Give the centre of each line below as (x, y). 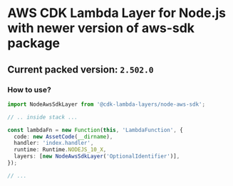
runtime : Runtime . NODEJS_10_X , (60, 150)
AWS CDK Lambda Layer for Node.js (117, 13)
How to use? (29, 89)
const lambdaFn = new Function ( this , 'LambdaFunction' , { (95, 130)
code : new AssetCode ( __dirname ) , (63, 136)
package (34, 43)
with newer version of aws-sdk (101, 28)
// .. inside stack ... (43, 117)
